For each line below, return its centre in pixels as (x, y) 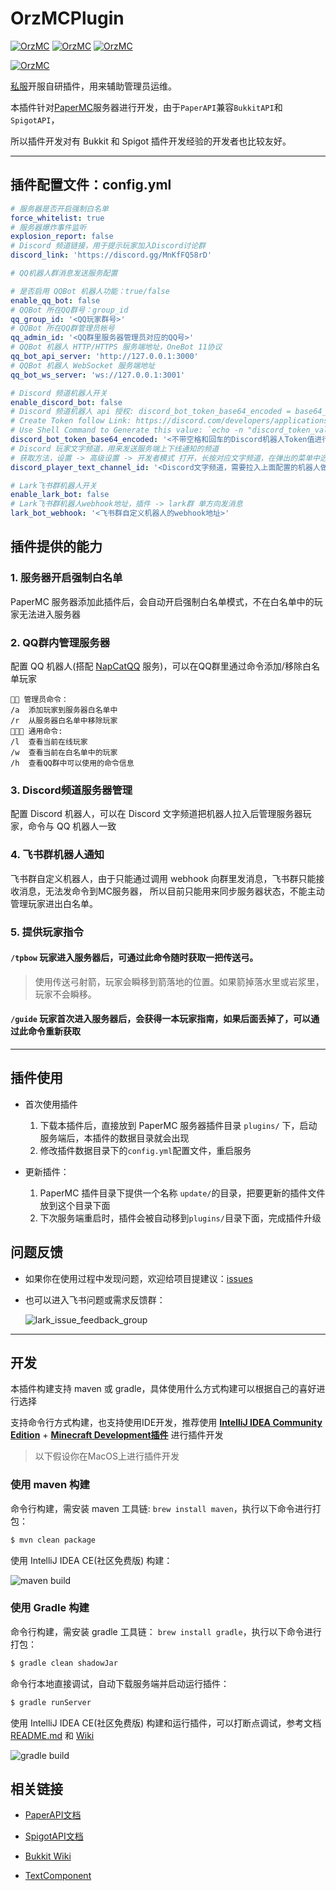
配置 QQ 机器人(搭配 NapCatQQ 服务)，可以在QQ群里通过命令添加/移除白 (161, 666)
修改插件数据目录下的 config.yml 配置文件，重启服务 (145, 1150)
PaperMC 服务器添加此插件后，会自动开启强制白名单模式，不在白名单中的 (162, 601)
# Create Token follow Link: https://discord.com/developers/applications (169, 421)
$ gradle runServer (51, 1702)
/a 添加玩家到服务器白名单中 (64, 710)
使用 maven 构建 (50, 1485)
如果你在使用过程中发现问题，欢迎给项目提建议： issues (138, 1278)
